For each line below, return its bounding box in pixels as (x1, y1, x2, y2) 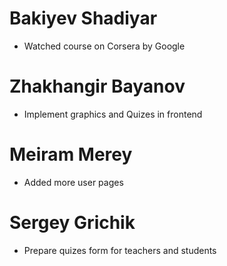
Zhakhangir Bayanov (9, 75, 186, 98)
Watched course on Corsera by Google (23, 40, 186, 52)
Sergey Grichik (9, 212, 136, 234)
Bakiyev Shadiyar (9, 7, 158, 30)
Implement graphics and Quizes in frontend (23, 108, 203, 120)
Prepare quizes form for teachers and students (23, 244, 217, 256)
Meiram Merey (9, 143, 133, 166)
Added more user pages (23, 176, 124, 188)
